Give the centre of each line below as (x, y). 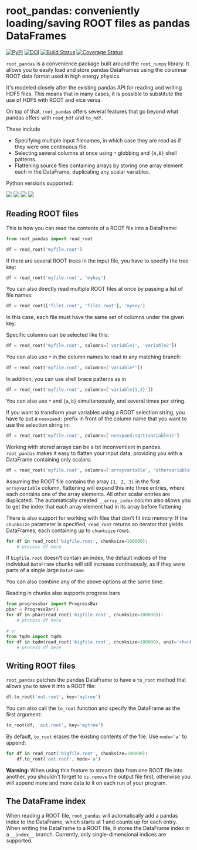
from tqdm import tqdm (34, 636)
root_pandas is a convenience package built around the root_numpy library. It (98, 64)
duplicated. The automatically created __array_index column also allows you (98, 500)
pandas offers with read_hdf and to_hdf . (55, 117)
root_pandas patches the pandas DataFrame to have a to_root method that (96, 680)
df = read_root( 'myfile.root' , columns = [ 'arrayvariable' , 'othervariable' (99, 470)
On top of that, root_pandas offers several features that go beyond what (92, 111)
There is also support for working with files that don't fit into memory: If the (97, 518)
